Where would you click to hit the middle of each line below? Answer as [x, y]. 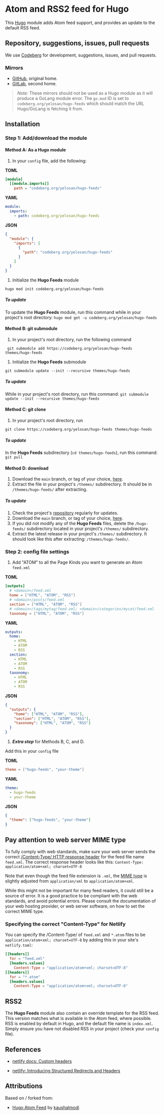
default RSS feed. [23, 27]
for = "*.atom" [25, 977]
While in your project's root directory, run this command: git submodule [77, 394]
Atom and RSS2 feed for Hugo [67, 9]
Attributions [24, 1086]
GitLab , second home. [35, 84]
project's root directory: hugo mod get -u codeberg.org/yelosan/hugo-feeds [81, 317]
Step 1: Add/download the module [46, 138]
